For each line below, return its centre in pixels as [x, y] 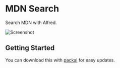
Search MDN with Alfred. [31, 22]
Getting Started [30, 48]
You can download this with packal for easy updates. [60, 60]
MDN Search [32, 9]
